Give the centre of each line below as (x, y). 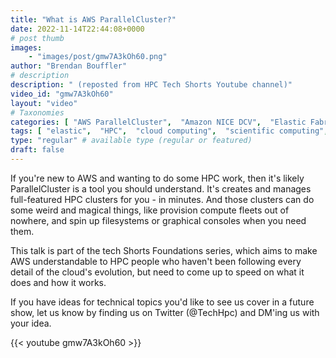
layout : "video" (44, 103)
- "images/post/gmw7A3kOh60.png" (98, 57)
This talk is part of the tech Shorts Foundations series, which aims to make (164, 250)
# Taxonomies (37, 112)
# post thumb (37, 38)
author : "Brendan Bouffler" (69, 66)
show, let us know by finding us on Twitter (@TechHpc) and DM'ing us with (165, 312)
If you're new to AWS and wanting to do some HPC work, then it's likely (157, 178)
